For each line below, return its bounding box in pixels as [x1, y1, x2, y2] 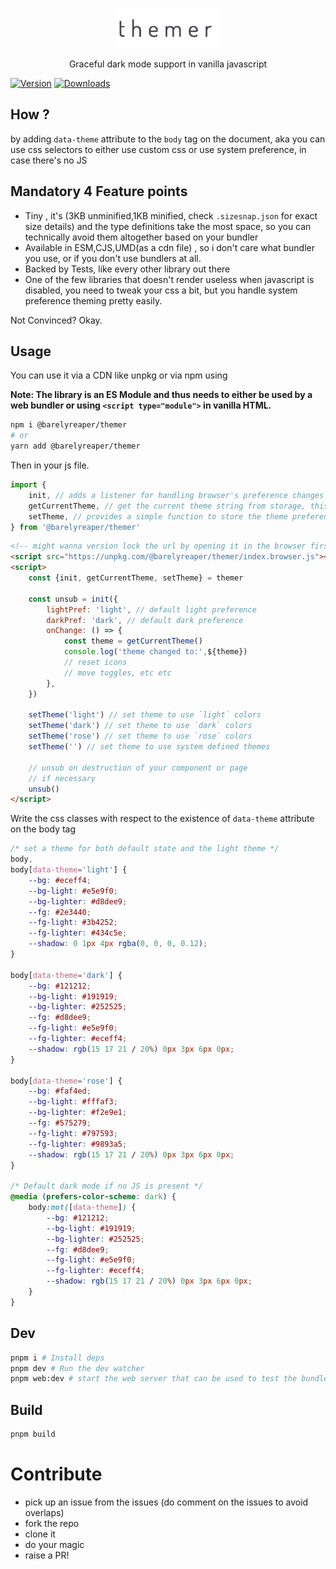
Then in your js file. [10, 459, 90, 472]
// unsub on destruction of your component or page [28, 763, 248, 773]
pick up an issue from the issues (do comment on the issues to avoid [24, 1496, 309, 1508]
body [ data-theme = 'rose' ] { [10, 1076, 123, 1086]
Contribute [10, 1463, 103, 1486]
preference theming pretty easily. [24, 294, 163, 307]
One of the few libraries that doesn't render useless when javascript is [24, 273, 315, 285]
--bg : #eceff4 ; [28, 875, 92, 885]
